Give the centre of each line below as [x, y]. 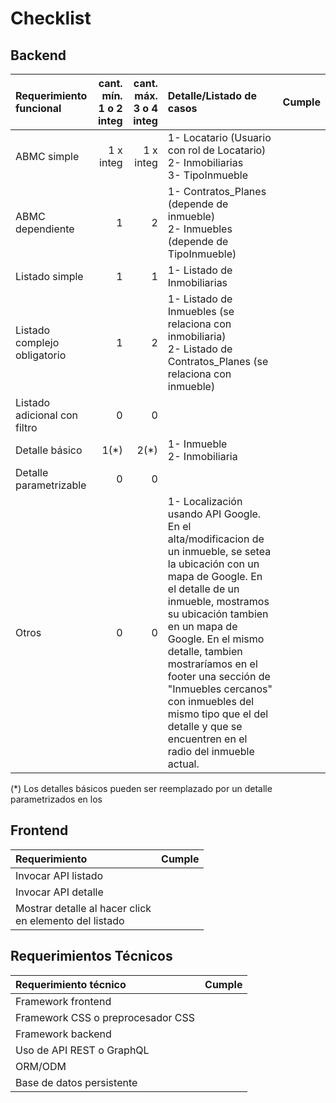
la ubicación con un [213, 564]
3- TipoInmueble [208, 175]
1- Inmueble [197, 444]
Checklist [51, 18]
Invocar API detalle [59, 892]
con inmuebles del [211, 701]
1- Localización [205, 501]
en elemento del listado [70, 920]
